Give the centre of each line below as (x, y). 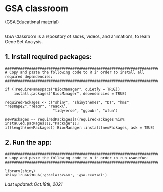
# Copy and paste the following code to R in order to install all (75, 72)
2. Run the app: (28, 143)
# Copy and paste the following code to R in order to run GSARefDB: (77, 158)
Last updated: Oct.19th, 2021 (34, 184)
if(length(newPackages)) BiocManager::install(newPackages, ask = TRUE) (80, 128)
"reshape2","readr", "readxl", (37, 106)
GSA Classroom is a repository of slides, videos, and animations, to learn (78, 36)
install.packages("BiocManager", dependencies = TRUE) (70, 94)
